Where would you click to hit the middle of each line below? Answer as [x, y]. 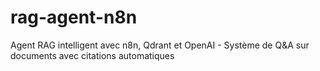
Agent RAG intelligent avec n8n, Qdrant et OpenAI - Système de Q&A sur [160, 45]
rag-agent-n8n [74, 17]
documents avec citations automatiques [92, 55]
